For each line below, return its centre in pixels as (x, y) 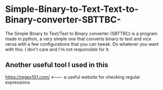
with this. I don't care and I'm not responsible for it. (58, 49)
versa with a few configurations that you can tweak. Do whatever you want (82, 44)
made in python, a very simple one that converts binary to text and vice (78, 39)
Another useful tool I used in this (57, 65)
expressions (18, 82)
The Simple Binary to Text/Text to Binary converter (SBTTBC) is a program (81, 33)
